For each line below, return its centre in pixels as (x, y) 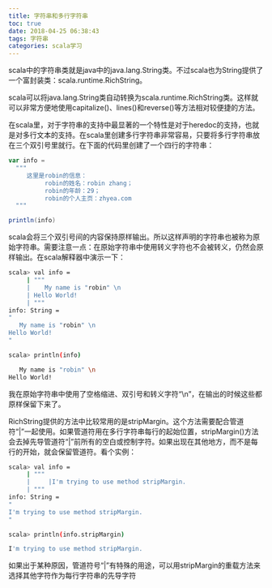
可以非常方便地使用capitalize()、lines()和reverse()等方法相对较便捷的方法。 (134, 108)
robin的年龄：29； (72, 191)
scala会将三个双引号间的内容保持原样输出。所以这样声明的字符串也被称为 (131, 237)
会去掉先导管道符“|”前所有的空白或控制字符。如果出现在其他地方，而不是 (130, 441)
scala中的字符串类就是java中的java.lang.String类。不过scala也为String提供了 (136, 71)
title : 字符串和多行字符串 (49, 16)
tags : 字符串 (28, 39)
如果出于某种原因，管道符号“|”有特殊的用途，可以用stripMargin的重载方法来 (135, 565)
